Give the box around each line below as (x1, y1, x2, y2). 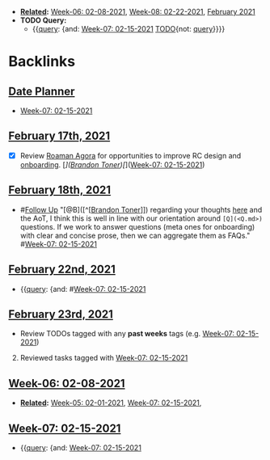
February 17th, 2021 (8, 129, 111, 143)
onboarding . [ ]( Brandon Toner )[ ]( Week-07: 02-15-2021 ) (19, 159, 205, 169)
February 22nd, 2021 (8, 263, 116, 276)
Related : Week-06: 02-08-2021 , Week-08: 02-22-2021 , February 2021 (19, 7, 256, 16)
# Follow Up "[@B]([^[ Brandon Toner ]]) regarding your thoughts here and (19, 205, 263, 214)
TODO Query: (19, 15, 67, 25)
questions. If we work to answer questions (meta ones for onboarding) (19, 222, 255, 231)
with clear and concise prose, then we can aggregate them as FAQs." (19, 230, 251, 240)
